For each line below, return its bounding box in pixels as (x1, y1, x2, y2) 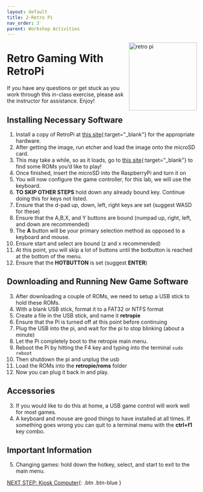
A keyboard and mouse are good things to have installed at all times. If (15, 415, 190, 422)
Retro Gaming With (7, 52, 104, 65)
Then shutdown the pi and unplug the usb (15, 356, 120, 363)
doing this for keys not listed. (15, 195, 88, 202)
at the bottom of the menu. (15, 253, 83, 260)
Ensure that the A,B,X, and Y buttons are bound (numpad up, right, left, (15, 214, 192, 221)
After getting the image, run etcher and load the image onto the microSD (15, 144, 195, 151)
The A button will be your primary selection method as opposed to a (15, 227, 186, 234)
